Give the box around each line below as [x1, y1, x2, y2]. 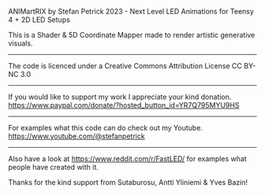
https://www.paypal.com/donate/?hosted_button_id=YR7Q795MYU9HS [8, 101, 240, 109]
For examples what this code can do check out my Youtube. [8, 123, 203, 132]
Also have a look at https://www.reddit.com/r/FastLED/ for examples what [8, 154, 247, 164]
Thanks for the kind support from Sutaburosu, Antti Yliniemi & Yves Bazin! [8, 178, 248, 187]
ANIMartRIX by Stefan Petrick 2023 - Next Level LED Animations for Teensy [8, 7, 255, 16]
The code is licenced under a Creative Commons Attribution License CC [8, 61, 243, 70]
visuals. [8, 39, 33, 48]
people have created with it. [8, 163, 99, 171]
